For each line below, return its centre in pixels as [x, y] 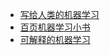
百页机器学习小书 [55, 27]
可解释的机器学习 [55, 39]
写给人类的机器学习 [59, 14]
